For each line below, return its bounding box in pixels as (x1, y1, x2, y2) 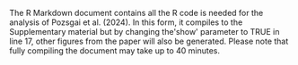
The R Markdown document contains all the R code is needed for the (9, 8, 264, 18)
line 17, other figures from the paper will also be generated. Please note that (9, 36, 289, 46)
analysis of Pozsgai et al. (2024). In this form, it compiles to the (9, 17, 243, 28)
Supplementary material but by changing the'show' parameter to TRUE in (9, 27, 280, 37)
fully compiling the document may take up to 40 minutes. (9, 45, 221, 56)
